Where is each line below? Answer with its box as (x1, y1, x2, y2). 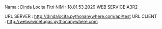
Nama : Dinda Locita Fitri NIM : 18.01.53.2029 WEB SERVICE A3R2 (4, 4, 138, 10)
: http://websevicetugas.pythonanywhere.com (4, 19, 98, 24)
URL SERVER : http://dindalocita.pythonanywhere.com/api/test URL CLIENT (4, 14, 158, 19)
